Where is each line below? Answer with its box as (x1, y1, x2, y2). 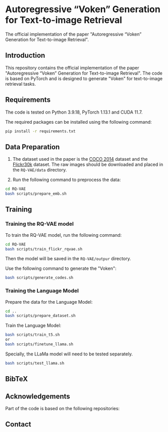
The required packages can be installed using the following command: (5, 119, 152, 125)
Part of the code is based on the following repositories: (5, 406, 120, 412)
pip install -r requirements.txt (5, 128, 76, 134)
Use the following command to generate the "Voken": (5, 265, 116, 272)
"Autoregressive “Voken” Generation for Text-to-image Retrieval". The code (5, 70, 163, 76)
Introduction (5, 51, 46, 60)
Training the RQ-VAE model (5, 221, 74, 228)
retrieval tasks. (5, 81, 36, 87)
